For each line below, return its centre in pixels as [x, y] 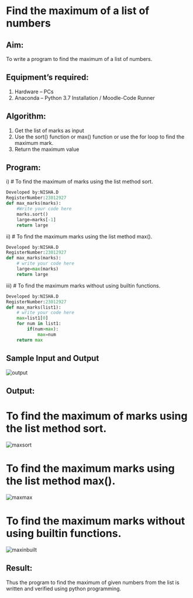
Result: [19, 568]
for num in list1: [39, 324]
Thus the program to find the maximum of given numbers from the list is [93, 582]
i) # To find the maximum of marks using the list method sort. [80, 182]
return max [30, 340]
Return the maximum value [47, 149]
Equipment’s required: [47, 77]
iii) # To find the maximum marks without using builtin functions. [83, 285]
